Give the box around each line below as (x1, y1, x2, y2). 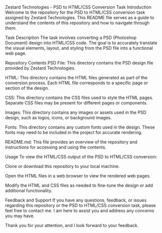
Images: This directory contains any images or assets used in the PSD (5, 109, 146, 115)
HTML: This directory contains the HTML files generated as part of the (5, 75, 148, 80)
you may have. (5, 213, 35, 219)
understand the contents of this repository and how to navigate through (5, 20, 150, 26)
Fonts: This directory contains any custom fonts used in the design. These (5, 124, 155, 130)
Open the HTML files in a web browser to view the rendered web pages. (5, 173, 151, 179)
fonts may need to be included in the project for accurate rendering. (5, 130, 142, 135)
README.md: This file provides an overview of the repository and (5, 139, 137, 145)
